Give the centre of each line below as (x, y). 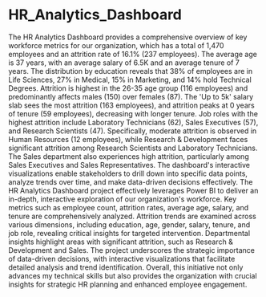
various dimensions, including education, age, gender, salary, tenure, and (129, 224)
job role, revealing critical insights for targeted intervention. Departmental (129, 233)
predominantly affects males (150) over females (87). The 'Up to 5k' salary (131, 96)
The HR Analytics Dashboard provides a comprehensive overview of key (128, 37)
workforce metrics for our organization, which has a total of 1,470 (116, 45)
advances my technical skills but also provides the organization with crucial (133, 275)
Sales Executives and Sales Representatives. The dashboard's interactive (129, 165)
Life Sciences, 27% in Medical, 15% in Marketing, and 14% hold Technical (130, 79)
